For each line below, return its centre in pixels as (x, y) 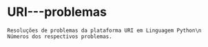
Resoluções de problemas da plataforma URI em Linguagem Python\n (104, 30)
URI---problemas (57, 12)
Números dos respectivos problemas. (60, 36)
